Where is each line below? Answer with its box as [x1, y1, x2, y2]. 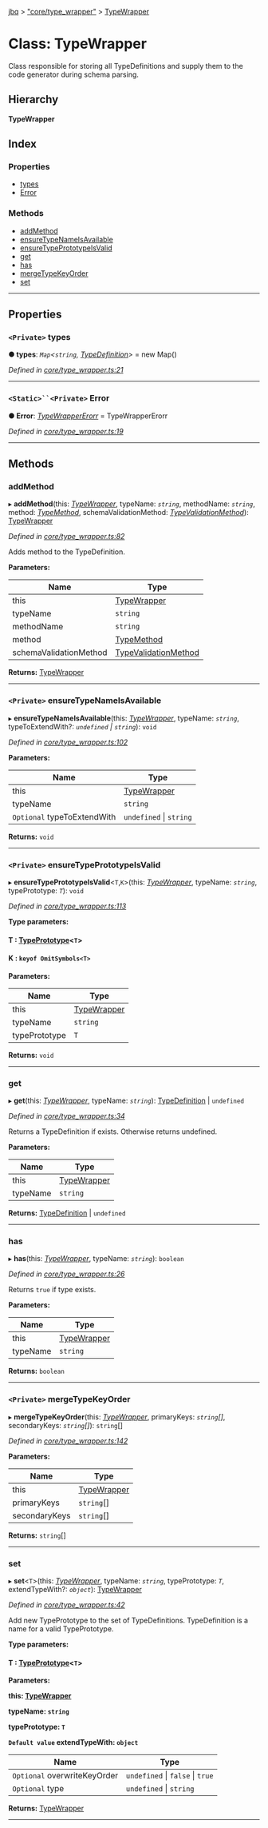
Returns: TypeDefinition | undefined [8, 1208, 126, 1218]
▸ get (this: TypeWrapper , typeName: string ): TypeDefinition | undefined [8, 1096, 245, 1106]
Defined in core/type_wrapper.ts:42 [8, 1599, 125, 1610]
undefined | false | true [126, 1770, 214, 1782]
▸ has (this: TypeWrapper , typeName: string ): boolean [8, 1254, 185, 1263]
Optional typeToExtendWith [12, 811, 116, 822]
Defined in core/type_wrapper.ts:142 [8, 1435, 128, 1446]
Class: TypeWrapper [8, 35, 148, 53]
